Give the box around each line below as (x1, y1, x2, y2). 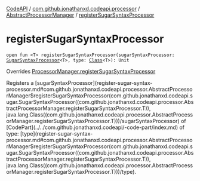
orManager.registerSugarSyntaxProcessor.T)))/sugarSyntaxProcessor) (6, 117, 180, 124)
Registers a (6, 79, 34, 86)
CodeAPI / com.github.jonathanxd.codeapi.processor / (6, 5, 140, 12)
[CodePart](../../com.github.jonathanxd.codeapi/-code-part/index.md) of (6, 124, 185, 131)
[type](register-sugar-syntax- (20, 130, 93, 137)
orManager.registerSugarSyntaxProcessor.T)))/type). (6, 168, 136, 175)
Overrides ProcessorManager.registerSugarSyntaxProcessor (6, 68, 156, 75)
